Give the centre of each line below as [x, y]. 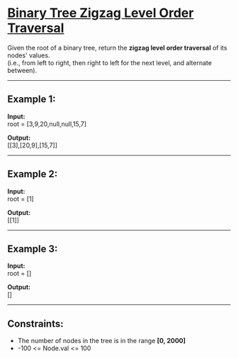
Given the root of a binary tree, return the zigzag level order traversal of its [118, 47]
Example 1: [32, 100]
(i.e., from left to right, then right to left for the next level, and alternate [110, 62]
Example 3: [33, 248]
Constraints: [35, 324]
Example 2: [33, 174]
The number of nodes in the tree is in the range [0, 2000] [102, 341]
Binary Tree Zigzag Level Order [101, 13]
